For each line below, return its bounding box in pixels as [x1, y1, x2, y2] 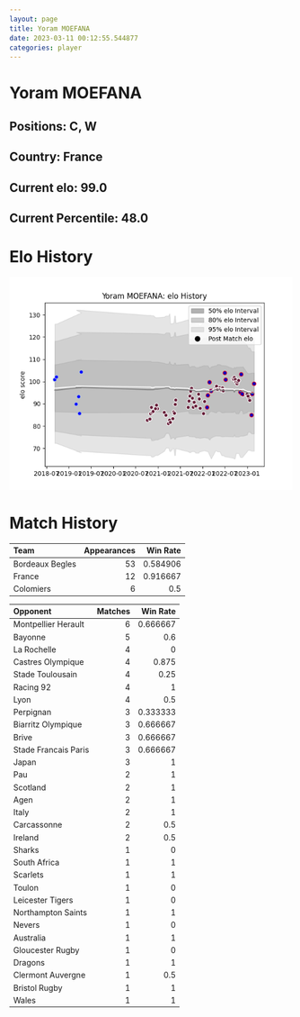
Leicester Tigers [13, 894, 74, 905]
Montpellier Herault [13, 619, 85, 630]
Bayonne [13, 631, 47, 642]
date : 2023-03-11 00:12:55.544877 [9, 33, 139, 42]
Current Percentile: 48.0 [9, 211, 149, 225]
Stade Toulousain [13, 669, 78, 680]
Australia [13, 932, 47, 943]
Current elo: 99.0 [9, 180, 108, 195]
